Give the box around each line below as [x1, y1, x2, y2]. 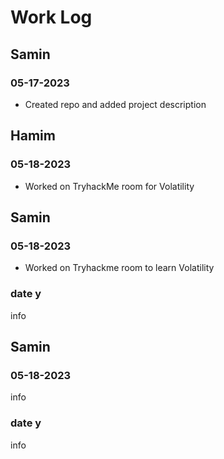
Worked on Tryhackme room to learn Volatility [24, 262, 215, 274]
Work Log [10, 6, 93, 29]
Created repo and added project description [24, 98, 207, 110]
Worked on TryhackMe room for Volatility [24, 180, 195, 192]
